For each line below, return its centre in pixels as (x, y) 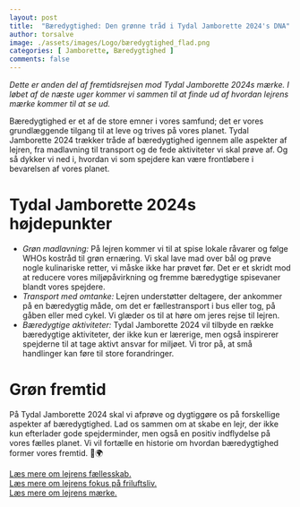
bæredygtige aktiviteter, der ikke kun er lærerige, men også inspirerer (150, 334)
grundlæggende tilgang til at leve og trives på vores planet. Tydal (129, 130)
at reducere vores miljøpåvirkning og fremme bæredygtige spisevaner (151, 277)
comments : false (39, 59)
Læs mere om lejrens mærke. (64, 493)
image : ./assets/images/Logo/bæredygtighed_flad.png (110, 43)
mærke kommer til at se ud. (60, 103)
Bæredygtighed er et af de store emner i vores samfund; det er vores (137, 121)
